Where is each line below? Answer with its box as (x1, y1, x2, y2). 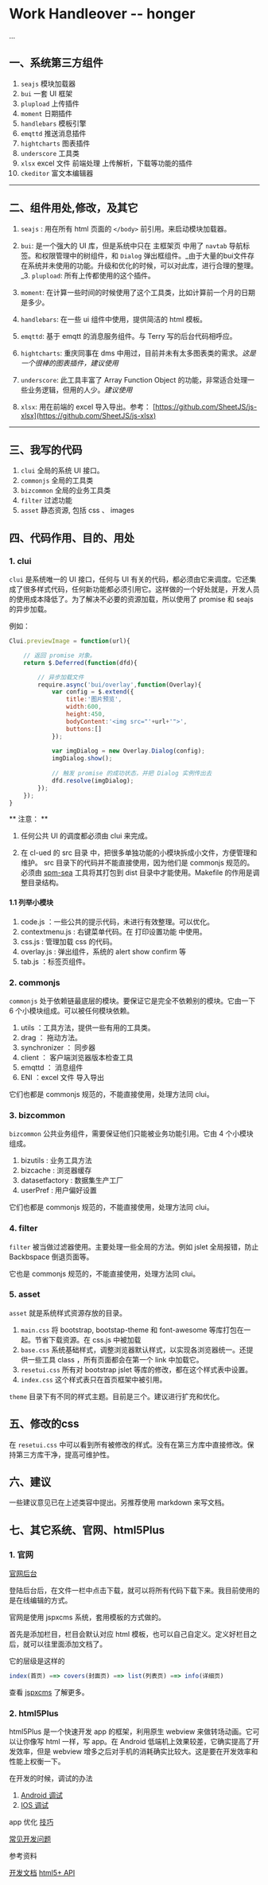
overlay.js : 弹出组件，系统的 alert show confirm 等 (20, 946, 186, 956)
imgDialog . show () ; (51, 755, 113, 763)
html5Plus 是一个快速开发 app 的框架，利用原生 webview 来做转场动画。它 (9, 1727, 253, 1736)
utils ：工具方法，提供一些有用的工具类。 (20, 1023, 155, 1032)
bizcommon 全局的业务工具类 (20, 486, 111, 496)
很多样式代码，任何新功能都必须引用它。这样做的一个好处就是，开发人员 (22, 585, 260, 594)
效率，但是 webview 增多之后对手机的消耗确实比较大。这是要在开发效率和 (15, 1747, 258, 1756)
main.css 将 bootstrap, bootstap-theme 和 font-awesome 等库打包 (20, 1325, 237, 1335)
